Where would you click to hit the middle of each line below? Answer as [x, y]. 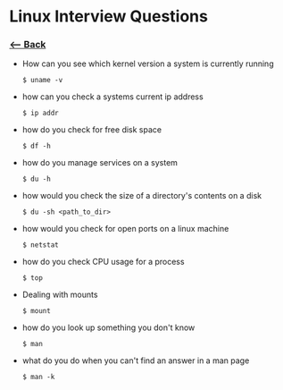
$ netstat [41, 245]
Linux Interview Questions [108, 17]
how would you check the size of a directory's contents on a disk [141, 196]
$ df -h [36, 146]
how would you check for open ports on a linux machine [125, 229]
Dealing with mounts [60, 295]
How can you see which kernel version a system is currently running [148, 64]
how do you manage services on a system [100, 163]
